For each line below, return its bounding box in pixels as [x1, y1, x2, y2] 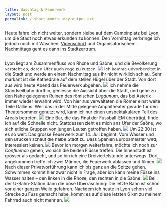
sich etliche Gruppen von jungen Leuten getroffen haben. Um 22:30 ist [5, 126, 156, 132]
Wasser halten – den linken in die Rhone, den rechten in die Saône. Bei [5, 175, 156, 181]
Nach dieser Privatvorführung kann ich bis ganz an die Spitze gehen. [5, 164, 147, 170]
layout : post [5, 12, 32, 17]
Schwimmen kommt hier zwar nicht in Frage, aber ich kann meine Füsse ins [5, 169, 160, 175]
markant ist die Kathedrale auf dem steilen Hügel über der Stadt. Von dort [5, 76, 156, 82]
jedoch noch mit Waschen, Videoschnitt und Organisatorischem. [5, 41, 137, 47]
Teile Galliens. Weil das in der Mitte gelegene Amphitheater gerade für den [5, 104, 158, 110]
